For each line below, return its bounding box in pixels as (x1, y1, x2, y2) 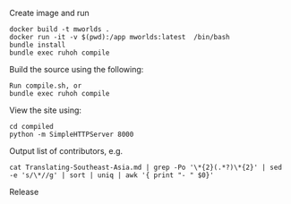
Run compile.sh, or (9, 81, 82, 90)
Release (9, 187, 39, 197)
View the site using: (9, 105, 82, 115)
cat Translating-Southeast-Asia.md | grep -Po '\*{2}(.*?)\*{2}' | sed (9, 163, 282, 172)
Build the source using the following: (9, 64, 144, 74)
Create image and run (9, 8, 90, 18)
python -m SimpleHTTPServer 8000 (9, 130, 134, 139)
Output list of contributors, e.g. (9, 146, 124, 156)
